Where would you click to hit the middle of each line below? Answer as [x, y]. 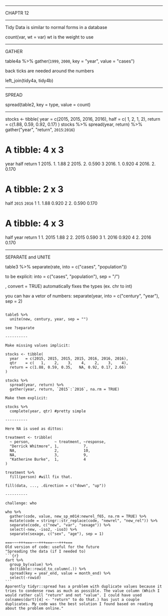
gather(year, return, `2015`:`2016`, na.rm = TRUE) [65, 389]
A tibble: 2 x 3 [34, 190]
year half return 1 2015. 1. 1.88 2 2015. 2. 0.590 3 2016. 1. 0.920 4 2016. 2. [80, 164]
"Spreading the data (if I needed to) [45, 551]
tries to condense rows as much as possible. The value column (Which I [82, 591]
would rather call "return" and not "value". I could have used [73, 595]
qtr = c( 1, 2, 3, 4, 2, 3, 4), [69, 363]
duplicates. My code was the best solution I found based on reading [79, 604]
